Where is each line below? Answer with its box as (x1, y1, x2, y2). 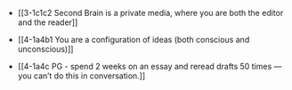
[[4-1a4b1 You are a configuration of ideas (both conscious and (17, 35, 250, 45)
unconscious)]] (17, 44, 74, 54)
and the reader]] (17, 17, 78, 28)
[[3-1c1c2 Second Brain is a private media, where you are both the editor (17, 8, 284, 18)
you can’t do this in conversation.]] (17, 70, 146, 81)
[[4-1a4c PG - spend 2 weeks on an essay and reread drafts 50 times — (17, 61, 282, 71)
